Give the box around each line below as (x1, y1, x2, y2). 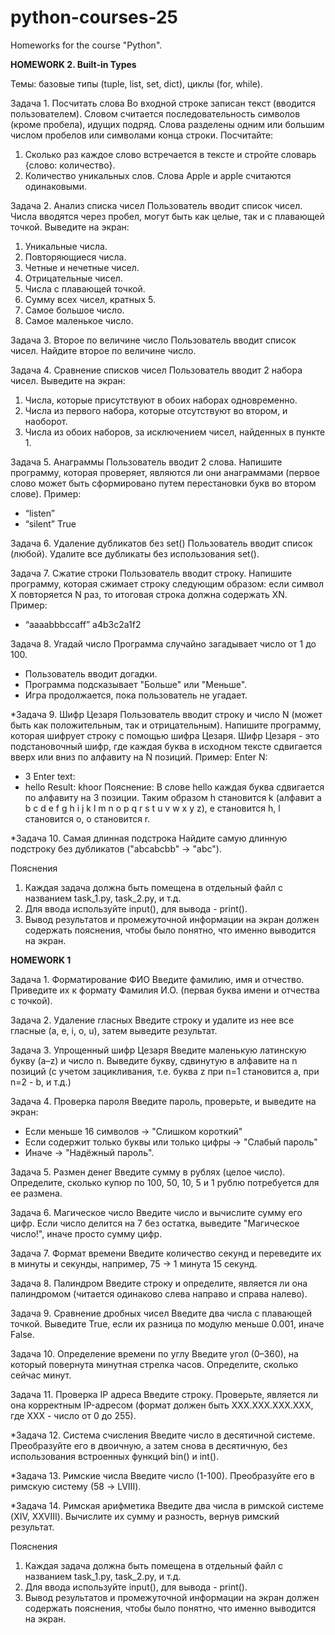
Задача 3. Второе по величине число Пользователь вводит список (10, 334, 297, 346)
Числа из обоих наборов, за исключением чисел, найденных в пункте (24, 426, 326, 438)
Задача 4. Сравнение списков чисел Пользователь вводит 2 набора (10, 364, 303, 376)
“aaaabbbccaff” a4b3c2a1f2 (24, 618, 142, 630)
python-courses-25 (10, 6, 179, 29)
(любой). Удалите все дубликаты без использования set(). (10, 547, 260, 560)
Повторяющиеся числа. (24, 251, 127, 263)
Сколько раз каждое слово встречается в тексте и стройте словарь (24, 148, 317, 160)
